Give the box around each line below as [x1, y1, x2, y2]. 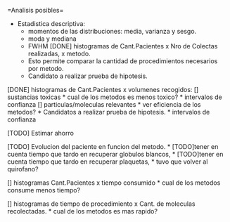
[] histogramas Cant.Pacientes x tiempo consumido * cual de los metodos [7, 178, 221, 187]
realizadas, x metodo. [27, 49, 91, 58]
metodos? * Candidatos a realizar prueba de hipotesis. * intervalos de [7, 108, 210, 116]
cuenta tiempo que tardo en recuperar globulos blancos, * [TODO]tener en [7, 150, 224, 158]
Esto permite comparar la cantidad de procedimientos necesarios [27, 57, 218, 65]
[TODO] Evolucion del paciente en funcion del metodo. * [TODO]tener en [7, 143, 219, 150]
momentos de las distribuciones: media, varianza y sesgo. [27, 27, 197, 35]
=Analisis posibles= [7, 6, 64, 14]
